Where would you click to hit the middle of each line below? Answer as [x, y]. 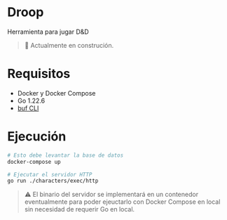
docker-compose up [34, 162]
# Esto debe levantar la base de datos [66, 155]
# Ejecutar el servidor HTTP [50, 174]
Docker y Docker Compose [56, 93]
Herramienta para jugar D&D [48, 32]
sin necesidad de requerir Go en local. [80, 209]
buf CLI [28, 108]
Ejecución [37, 137]
